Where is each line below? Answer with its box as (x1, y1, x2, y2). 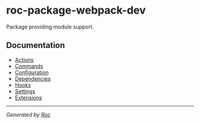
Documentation (6, 40, 65, 50)
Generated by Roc (6, 111, 51, 118)
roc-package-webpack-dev (6, 4, 146, 17)
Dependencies (14, 75, 51, 82)
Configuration (14, 69, 49, 76)
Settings (14, 87, 36, 95)
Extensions (14, 94, 42, 101)
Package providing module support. (6, 23, 94, 30)
